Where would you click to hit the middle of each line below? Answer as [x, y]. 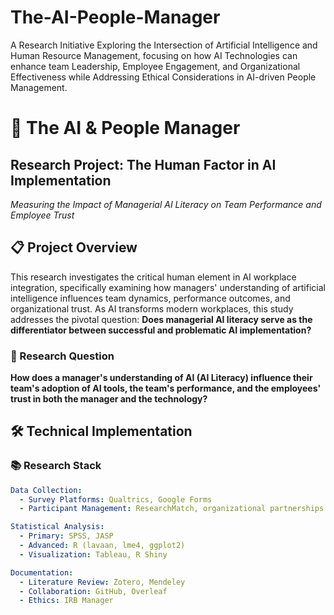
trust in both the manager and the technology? [109, 399]
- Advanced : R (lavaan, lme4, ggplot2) [102, 546]
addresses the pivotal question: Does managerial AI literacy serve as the [161, 319]
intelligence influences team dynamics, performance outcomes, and [150, 298]
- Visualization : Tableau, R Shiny [93, 554]
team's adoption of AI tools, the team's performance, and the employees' [166, 388]
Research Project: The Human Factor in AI [143, 164]
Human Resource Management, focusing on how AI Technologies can [154, 55]
